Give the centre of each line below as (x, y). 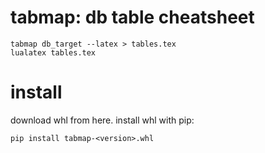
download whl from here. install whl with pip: (102, 120)
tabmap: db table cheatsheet (132, 17)
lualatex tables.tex (53, 52)
